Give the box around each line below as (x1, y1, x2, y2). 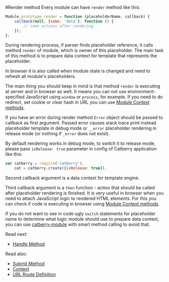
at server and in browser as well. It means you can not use (5, 89, 127, 95)
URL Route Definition (12, 271, 57, 277)
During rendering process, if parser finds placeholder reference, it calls (5, 42, 153, 48)
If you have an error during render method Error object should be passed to (5, 114, 163, 120)
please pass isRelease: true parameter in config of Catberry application (5, 146, 157, 152)
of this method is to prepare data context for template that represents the (5, 53, 157, 59)
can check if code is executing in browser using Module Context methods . (5, 201, 160, 207)
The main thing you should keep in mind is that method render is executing (5, 83, 160, 89)
